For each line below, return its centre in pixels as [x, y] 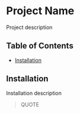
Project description [29, 27]
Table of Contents [40, 46]
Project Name [40, 11]
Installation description [34, 93]
